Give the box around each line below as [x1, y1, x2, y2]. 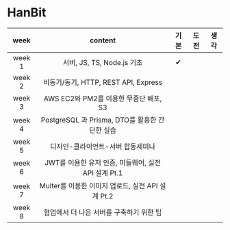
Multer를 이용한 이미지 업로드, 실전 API [39, 181, 159, 190]
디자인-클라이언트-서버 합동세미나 [50, 142, 156, 151]
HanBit [7, 5, 47, 21]
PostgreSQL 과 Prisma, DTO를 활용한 [40, 115, 157, 125]
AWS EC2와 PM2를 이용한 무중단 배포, [43, 94, 162, 103]
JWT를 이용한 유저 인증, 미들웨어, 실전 [44, 157, 162, 167]
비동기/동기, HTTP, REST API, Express [43, 77, 163, 87]
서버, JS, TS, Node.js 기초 [62, 57, 143, 67]
